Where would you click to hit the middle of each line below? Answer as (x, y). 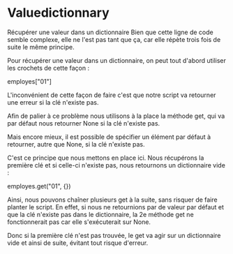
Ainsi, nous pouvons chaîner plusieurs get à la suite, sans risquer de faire (112, 200)
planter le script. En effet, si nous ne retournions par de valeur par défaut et (116, 207)
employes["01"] (30, 81)
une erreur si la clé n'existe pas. (53, 102)
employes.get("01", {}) (39, 186)
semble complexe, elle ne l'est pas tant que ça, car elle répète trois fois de (114, 39)
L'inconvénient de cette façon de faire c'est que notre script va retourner (112, 95)
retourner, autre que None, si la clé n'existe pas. (76, 144)
